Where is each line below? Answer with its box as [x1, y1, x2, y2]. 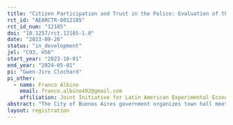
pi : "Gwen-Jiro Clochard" [7, 68, 82, 75]
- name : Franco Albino [13, 81, 79, 88]
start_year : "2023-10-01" [7, 56, 82, 62]
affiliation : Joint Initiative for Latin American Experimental [19, 94, 209, 101]
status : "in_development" [7, 42, 82, 49]
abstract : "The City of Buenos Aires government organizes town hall [7, 101, 213, 108]
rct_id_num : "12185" [7, 23, 67, 30]
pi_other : [7, 74, 36, 82]
